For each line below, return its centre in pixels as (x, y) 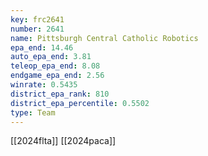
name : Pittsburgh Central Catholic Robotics (104, 38)
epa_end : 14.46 (42, 47)
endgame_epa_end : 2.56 (57, 76)
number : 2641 (37, 29)
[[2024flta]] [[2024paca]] (63, 141)
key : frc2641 (37, 19)
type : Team (33, 112)
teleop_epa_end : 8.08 (55, 66)
